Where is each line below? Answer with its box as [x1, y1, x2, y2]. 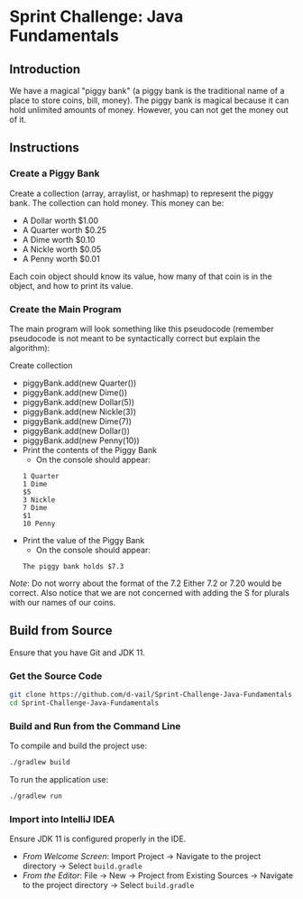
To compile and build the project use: [9, 740, 148, 751]
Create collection [9, 359, 73, 371]
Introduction [9, 61, 81, 77]
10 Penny [22, 519, 56, 528]
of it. [9, 115, 27, 125]
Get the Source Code [9, 670, 103, 682]
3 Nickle [22, 495, 56, 505]
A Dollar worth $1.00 [22, 215, 99, 226]
